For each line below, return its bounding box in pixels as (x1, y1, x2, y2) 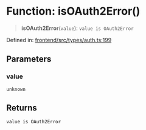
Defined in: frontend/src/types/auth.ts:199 (6, 36, 112, 43)
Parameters (6, 54, 52, 65)
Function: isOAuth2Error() (6, 4, 141, 18)
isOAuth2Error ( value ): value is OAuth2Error (21, 24, 134, 32)
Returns (6, 103, 38, 114)
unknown (6, 86, 26, 92)
